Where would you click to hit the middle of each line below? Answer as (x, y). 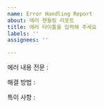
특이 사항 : (21, 97)
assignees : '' (28, 40)
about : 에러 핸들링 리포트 (41, 20)
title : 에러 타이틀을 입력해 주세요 (52, 27)
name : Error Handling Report (50, 14)
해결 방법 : (21, 83)
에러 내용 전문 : (28, 67)
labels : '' (23, 34)
